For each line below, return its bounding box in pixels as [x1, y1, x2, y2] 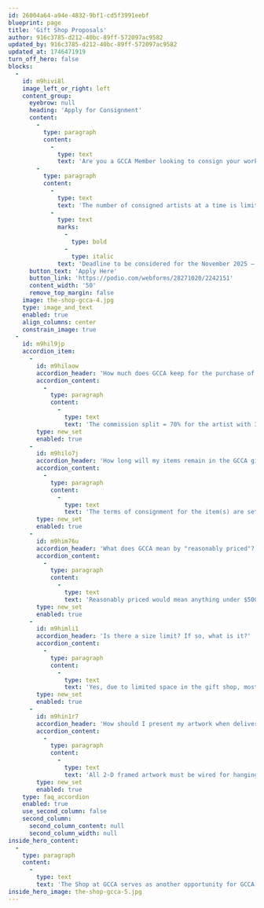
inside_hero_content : [8, 837, 79, 844]
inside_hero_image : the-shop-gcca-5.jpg [8, 888, 143, 895]
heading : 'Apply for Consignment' [28, 107, 143, 115]
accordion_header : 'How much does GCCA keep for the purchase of [36, 369, 255, 377]
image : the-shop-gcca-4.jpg [22, 296, 114, 304]
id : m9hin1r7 [36, 712, 79, 720]
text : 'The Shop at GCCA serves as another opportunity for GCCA [36, 881, 255, 888]
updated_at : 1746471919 [8, 48, 86, 56]
